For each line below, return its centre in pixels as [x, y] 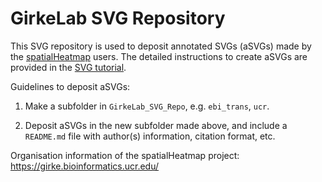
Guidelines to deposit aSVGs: [70, 86]
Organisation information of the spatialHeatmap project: [125, 155]
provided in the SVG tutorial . [68, 67]
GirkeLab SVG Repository [118, 18]
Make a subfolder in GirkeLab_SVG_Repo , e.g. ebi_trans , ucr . [147, 106]
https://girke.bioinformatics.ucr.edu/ [85, 166]
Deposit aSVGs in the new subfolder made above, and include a [156, 125]
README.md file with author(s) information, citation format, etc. [150, 136]
